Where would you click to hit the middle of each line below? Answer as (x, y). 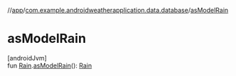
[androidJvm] (27, 58)
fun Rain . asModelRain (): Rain (50, 65)
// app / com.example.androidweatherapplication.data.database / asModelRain (118, 10)
